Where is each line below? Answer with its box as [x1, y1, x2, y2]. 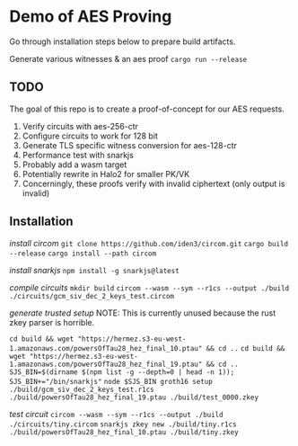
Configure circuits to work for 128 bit [22, 130, 159, 141]
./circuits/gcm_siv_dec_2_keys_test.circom [9, 291, 175, 300]
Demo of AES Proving [9, 6, 172, 27]
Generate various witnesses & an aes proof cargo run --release [9, 53, 248, 64]
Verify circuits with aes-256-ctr [22, 120, 139, 131]
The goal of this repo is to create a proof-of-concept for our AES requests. [9, 103, 285, 114]
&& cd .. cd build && [206, 343, 285, 352]
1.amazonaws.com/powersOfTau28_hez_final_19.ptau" [9, 360, 203, 369]
